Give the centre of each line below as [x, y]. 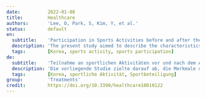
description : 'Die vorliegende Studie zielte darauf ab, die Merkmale [104, 68]
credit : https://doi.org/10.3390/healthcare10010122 [85, 86]
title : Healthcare [41, 18]
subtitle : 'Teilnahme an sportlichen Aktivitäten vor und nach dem [104, 63]
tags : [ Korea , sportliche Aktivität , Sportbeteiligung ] [94, 74]
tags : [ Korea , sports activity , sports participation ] [93, 52]
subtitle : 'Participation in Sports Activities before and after [101, 40]
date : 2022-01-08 [41, 12]
